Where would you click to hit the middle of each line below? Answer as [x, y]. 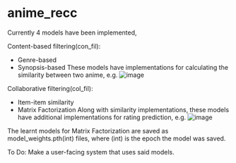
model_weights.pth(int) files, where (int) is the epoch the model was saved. [117, 138]
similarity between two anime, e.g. [67, 75]
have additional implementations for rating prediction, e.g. [102, 117]
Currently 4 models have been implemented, [72, 32]
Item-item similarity [46, 102]
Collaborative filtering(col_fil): [50, 88]
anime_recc [42, 13]
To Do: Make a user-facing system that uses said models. [91, 152]
